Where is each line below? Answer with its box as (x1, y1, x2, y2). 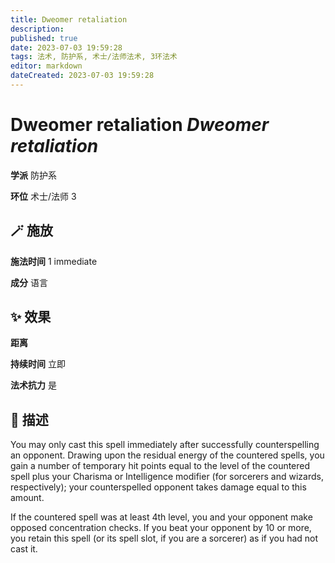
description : (10, 24, 65, 34)
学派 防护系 (10, 169, 57, 181)
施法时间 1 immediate (10, 255, 98, 267)
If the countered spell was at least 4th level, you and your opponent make (10, 511, 313, 523)
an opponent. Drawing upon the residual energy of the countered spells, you (10, 449, 325, 461)
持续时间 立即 (10, 358, 66, 370)
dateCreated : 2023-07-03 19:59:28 (10, 71, 155, 81)
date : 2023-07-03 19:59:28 (10, 42, 123, 53)
